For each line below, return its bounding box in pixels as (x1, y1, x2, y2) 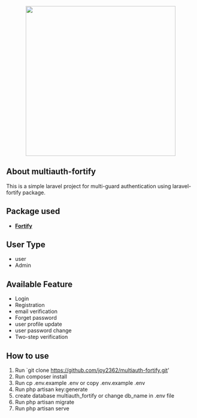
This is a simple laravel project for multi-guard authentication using (6, 182, 172, 190)
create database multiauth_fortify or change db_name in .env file (14, 392, 175, 399)
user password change (14, 327, 72, 334)
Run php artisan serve (14, 405, 70, 412)
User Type (6, 240, 46, 250)
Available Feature (6, 279, 73, 289)
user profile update (14, 321, 62, 328)
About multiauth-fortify (6, 167, 96, 177)
